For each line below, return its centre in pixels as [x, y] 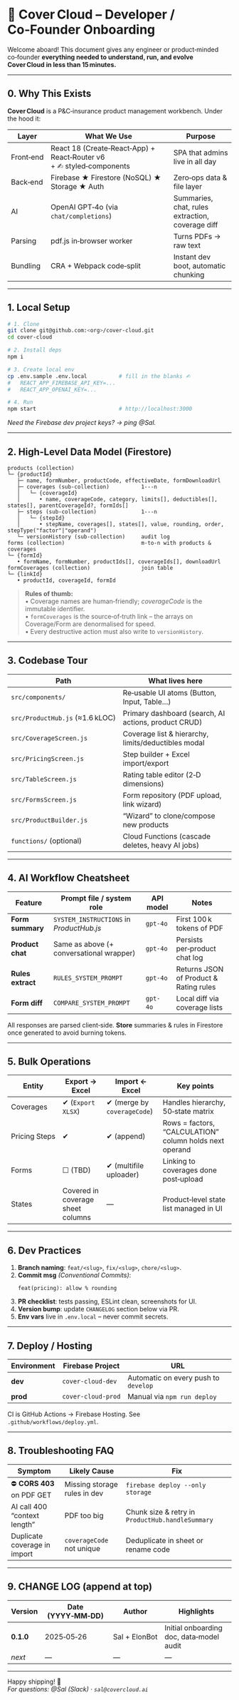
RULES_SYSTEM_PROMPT [88, 978]
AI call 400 [29, 1506]
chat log [190, 957]
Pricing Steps [33, 1137]
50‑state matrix [188, 1112]
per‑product [196, 948]
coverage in [31, 1545]
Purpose [201, 136]
